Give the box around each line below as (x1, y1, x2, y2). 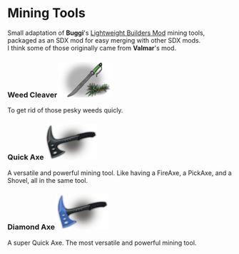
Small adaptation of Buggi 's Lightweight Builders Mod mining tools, (7, 28, 205, 37)
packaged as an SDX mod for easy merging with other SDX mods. (7, 36, 201, 44)
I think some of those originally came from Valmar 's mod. (7, 43, 177, 52)
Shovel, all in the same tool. (7, 176, 88, 184)
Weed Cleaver (7, 90, 58, 100)
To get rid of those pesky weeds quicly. (7, 106, 123, 115)
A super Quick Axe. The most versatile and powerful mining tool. (7, 238, 197, 247)
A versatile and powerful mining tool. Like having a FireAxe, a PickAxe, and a (7, 169, 232, 177)
